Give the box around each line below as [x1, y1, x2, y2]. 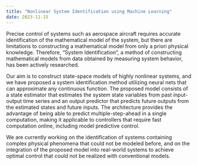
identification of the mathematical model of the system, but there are [6, 36, 172, 43]
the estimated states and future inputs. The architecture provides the [6, 104, 173, 111]
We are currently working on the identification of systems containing [6, 133, 172, 140]
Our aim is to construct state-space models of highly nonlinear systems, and [6, 73, 192, 80]
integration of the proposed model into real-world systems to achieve [6, 146, 175, 153]
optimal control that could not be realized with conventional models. [6, 152, 171, 159]
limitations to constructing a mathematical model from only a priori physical [6, 42, 189, 50]
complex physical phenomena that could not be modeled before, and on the [6, 140, 190, 147]
